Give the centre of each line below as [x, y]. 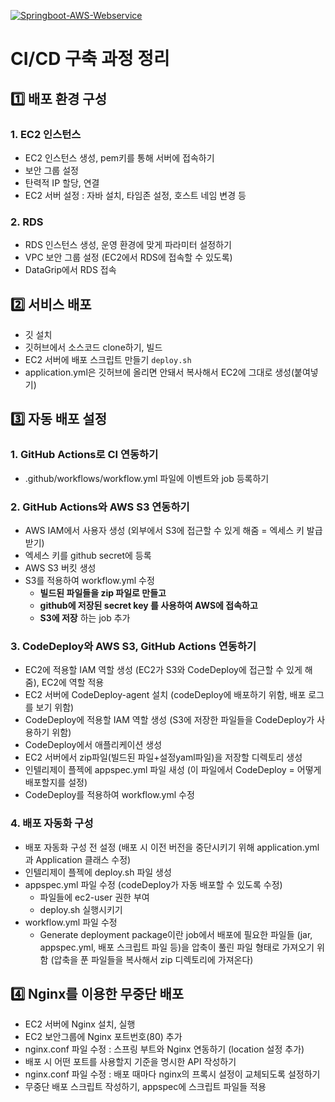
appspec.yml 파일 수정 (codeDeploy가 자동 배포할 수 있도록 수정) [153, 884]
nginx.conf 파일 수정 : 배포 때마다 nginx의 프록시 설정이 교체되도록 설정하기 [172, 1074]
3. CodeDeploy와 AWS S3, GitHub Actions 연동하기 [133, 646]
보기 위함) [55, 707]
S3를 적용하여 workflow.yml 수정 [89, 580]
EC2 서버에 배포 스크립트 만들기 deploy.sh [108, 359]
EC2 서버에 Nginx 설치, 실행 [80, 1024]
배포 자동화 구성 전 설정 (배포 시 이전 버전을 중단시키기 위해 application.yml [172, 847]
